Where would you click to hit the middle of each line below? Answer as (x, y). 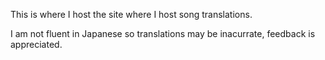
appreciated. (36, 44)
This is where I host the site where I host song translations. (131, 14)
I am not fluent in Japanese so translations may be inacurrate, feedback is (163, 33)
